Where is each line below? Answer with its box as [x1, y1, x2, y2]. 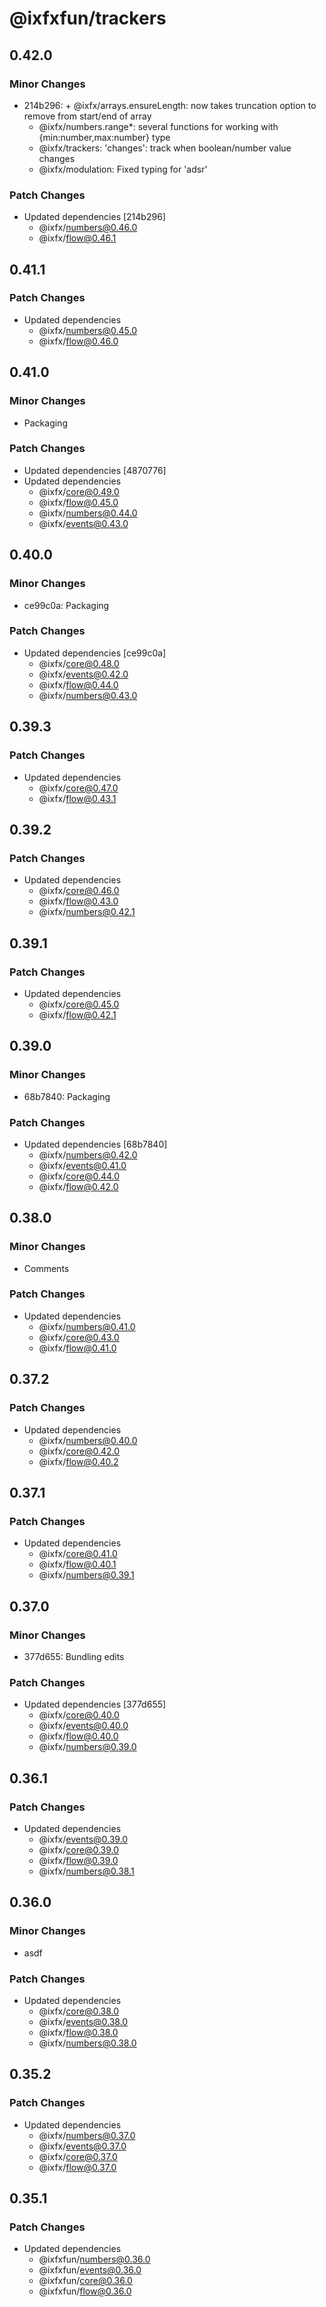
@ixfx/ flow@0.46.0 [38, 335, 119, 347]
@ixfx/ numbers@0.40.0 [38, 1434, 138, 1446]
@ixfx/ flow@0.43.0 [38, 895, 119, 907]
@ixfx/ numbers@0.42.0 [38, 1148, 138, 1161]
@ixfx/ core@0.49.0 [38, 485, 120, 497]
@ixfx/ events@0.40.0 [38, 1720, 129, 1732]
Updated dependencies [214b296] [23, 211, 166, 223]
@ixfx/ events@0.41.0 [38, 1159, 127, 1171]
